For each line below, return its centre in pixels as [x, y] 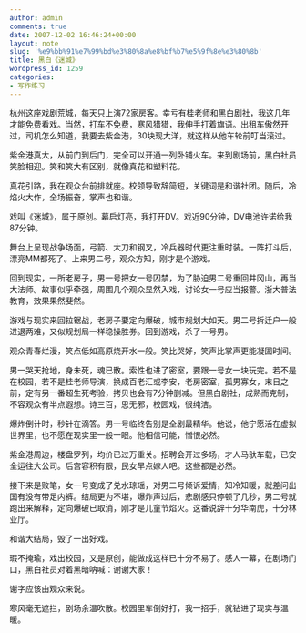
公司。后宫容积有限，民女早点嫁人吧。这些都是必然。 [141, 465]
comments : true [38, 26]
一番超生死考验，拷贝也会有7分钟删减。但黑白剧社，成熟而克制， [171, 393]
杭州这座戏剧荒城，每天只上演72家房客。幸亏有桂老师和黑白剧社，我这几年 [150, 112]
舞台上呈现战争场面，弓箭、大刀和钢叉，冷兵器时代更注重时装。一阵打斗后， [153, 247]
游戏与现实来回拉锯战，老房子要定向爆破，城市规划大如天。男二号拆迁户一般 [153, 320]
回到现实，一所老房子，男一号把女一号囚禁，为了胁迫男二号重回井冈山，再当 [153, 278]
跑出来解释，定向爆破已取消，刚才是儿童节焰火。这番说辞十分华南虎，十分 [149, 507]
